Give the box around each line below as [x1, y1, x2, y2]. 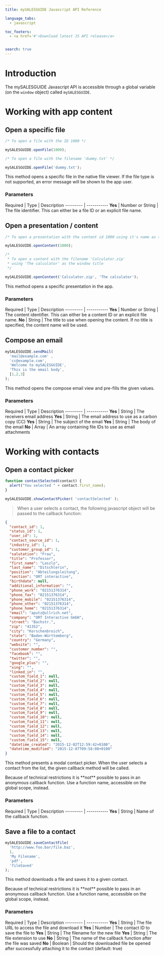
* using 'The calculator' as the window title [7, 261, 104, 266]
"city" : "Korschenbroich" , [9, 629, 64, 634]
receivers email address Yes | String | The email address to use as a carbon [5, 414, 157, 419]
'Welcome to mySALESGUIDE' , [9, 363, 67, 368]
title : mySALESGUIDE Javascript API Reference [5, 7, 102, 12]
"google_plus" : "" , [9, 660, 49, 665]
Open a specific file [5, 125, 65, 134]
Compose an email [5, 336, 63, 344]
